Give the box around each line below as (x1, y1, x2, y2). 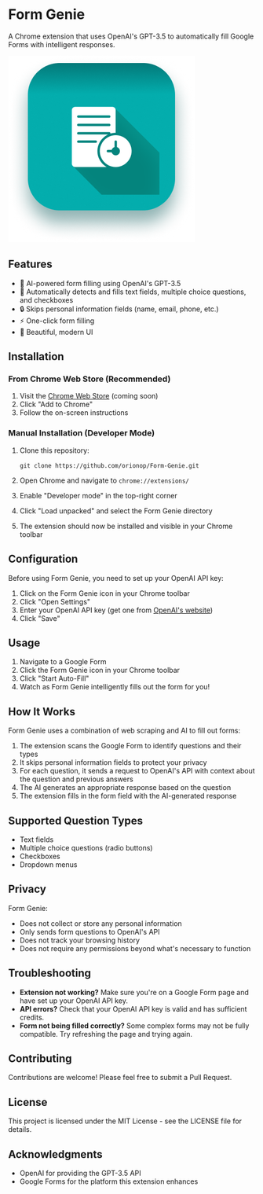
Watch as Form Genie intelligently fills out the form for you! (19, 682, 210, 692)
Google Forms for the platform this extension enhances (19, 1177, 199, 1186)
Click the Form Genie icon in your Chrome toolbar (19, 666, 181, 675)
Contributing (8, 1052, 72, 1065)
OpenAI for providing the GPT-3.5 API (19, 1169, 141, 1178)
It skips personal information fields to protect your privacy (19, 758, 207, 767)
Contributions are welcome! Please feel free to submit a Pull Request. (8, 1073, 232, 1082)
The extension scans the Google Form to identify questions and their (19, 741, 242, 751)
